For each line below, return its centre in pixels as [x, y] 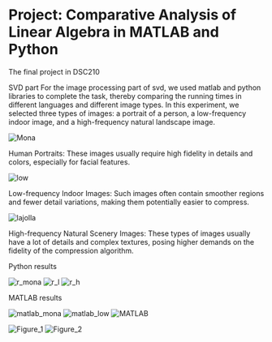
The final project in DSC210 [54, 71]
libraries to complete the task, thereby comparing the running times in [125, 96]
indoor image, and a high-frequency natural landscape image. [112, 122]
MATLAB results [35, 297]
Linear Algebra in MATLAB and [114, 32]
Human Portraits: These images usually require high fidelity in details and [131, 153]
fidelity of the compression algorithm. [71, 250]
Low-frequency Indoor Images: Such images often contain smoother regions [136, 193]
